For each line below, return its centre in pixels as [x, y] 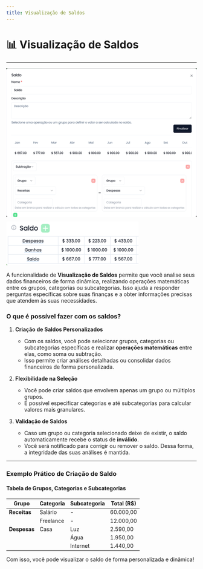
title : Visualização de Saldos [46, 13]
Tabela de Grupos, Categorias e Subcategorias [66, 488]
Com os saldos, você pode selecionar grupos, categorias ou [99, 341]
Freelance [52, 521]
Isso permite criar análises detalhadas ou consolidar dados [97, 361]
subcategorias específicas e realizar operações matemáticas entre [108, 347]
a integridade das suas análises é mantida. [77, 452]
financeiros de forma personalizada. [69, 367]
